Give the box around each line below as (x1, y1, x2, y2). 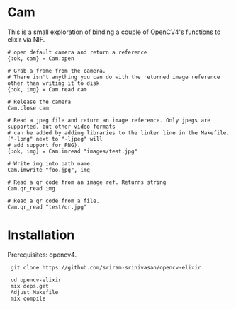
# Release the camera (7, 98, 72, 105)
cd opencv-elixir (10, 276, 62, 284)
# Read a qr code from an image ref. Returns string (7, 178, 167, 186)
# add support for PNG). (7, 141, 81, 148)
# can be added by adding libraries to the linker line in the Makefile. (7, 129, 230, 136)
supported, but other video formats (7, 123, 116, 130)
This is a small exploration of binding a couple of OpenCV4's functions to (7, 28, 221, 36)
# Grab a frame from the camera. (7, 67, 106, 74)
